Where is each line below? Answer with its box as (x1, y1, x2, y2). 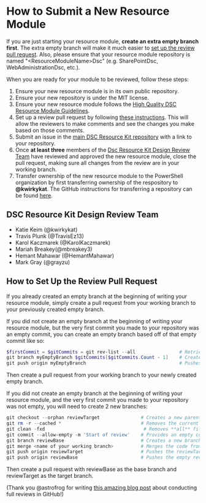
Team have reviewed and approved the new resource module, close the (15, 152, 197, 160)
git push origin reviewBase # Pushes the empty (6, 455, 191, 461)
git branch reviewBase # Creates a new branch (6, 437, 202, 443)
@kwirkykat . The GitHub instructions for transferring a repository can (15, 185, 193, 193)
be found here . (15, 191, 53, 199)
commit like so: (6, 337, 45, 344)
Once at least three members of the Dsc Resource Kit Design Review (15, 146, 190, 153)
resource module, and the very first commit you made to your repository (6, 396, 189, 404)
